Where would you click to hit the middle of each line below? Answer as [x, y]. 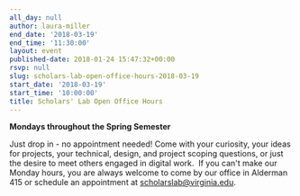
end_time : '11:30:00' [50, 43]
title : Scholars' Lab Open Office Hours [86, 101]
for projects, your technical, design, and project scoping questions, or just [146, 154]
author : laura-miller [50, 26]
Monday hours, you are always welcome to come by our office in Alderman [149, 173]
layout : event [36, 51]
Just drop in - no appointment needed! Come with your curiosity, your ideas [150, 144]
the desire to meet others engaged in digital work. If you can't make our [143, 164]
